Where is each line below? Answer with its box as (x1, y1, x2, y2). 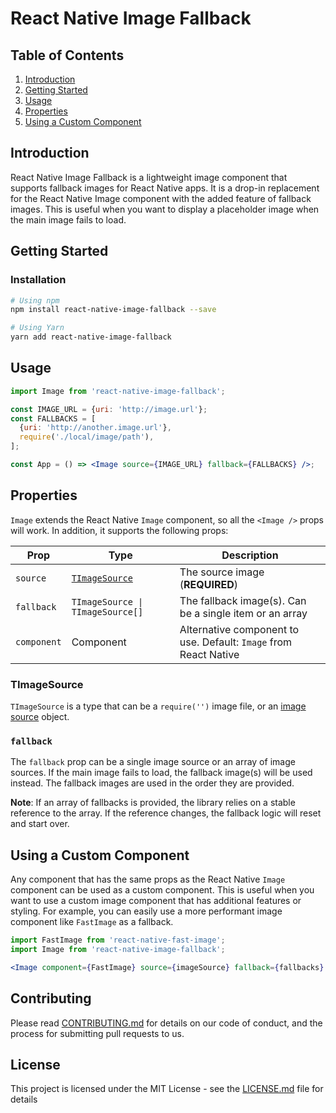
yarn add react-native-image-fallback (10, 332, 172, 342)
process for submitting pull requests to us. (10, 1027, 185, 1039)
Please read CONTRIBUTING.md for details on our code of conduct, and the (10, 1017, 323, 1029)
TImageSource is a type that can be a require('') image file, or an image (10, 700, 307, 712)
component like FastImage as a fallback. (10, 916, 174, 928)
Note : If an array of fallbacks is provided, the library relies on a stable (10, 797, 296, 809)
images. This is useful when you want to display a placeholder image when (10, 203, 320, 215)
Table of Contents (10, 47, 125, 64)
